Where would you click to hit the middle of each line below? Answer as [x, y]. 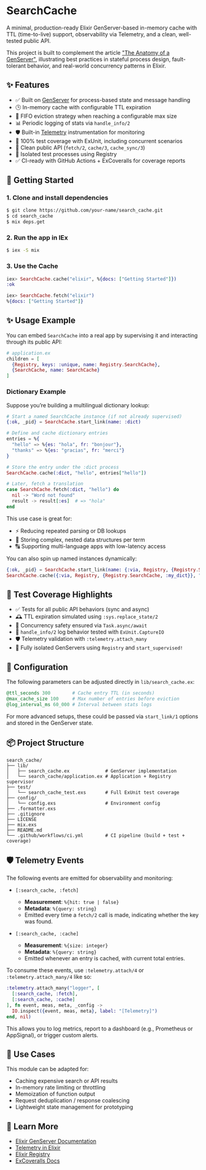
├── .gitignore [26, 814]
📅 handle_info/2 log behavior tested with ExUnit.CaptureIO [90, 632]
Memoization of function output [55, 1094]
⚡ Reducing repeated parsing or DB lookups [71, 531]
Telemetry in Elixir [38, 1148]
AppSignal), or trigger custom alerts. [52, 1035]
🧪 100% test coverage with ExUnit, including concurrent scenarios [99, 141]
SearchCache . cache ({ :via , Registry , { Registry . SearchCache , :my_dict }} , [101, 575]
